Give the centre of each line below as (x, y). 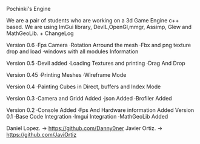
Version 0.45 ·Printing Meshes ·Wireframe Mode (66, 75)
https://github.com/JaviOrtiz (42, 135)
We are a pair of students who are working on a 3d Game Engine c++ (93, 20)
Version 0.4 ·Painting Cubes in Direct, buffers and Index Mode (84, 87)
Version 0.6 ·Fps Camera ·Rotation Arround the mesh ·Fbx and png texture (99, 45)
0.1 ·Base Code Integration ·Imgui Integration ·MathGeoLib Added (87, 116)
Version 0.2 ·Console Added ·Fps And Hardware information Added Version (100, 110)
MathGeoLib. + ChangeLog (40, 33)
